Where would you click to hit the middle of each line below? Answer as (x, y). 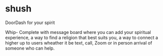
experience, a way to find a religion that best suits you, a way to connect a (82, 37)
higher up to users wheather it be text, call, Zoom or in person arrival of (79, 42)
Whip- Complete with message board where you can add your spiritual (78, 32)
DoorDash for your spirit (30, 22)
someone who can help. (30, 48)
